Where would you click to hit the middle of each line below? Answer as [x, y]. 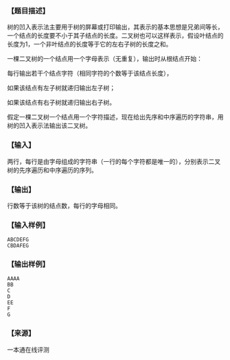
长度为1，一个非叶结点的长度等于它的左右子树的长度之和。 [90, 44]
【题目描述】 [28, 10]
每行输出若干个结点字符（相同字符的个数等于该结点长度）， [90, 73]
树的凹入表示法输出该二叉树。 [49, 125]
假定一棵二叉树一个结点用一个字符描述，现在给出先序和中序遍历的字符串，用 [115, 117]
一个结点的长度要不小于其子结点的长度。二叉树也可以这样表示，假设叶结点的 [115, 36]
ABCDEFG [18, 240]
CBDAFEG [18, 246]
